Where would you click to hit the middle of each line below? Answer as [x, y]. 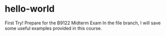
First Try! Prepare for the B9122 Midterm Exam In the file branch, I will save [83, 23]
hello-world [30, 9]
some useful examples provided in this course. [53, 28]
